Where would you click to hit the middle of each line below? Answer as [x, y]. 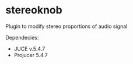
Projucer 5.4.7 [31, 55]
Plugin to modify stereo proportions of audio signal [66, 26]
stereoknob [34, 10]
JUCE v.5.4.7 [29, 49]
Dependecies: [22, 37]
